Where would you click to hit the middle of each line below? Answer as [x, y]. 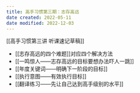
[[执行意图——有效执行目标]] [51, 77]
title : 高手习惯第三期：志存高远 [43, 12]
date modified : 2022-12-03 [40, 23]
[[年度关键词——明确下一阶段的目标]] [61, 69]
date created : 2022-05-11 [39, 18]
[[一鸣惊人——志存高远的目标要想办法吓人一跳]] [75, 62]
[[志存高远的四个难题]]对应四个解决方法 [64, 54]
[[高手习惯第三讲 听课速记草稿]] [45, 41]
